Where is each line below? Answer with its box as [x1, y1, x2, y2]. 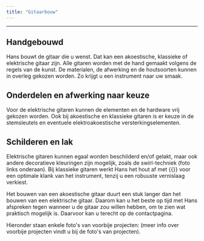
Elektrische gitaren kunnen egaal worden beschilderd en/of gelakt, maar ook [6, 153, 198, 160]
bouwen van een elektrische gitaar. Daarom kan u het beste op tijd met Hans [6, 197, 198, 204]
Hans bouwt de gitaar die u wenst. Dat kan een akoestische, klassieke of [6, 53, 188, 61]
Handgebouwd [6, 37, 64, 47]
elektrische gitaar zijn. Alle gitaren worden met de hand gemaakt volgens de [6, 59, 197, 67]
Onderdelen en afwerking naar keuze [6, 90, 150, 100]
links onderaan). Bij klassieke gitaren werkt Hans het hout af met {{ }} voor [6, 166, 191, 173]
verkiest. [6, 178, 29, 186]
